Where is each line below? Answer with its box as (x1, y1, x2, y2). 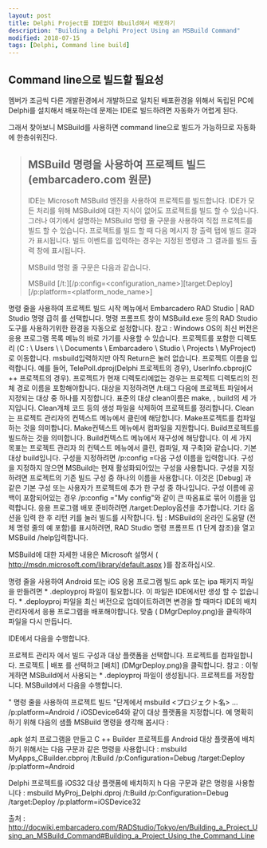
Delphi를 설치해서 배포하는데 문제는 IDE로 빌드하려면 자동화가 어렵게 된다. (8, 105, 238, 115)
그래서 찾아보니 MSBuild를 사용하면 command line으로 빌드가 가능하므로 (8, 122, 235, 132)
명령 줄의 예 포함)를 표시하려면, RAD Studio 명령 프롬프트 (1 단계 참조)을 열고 (16, 523, 255, 532)
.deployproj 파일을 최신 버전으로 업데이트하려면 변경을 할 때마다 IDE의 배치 (23, 596, 257, 606)
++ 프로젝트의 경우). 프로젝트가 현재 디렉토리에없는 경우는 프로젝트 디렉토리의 (8, 373, 250, 383)
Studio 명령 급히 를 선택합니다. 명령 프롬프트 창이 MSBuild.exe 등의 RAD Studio (8, 313, 257, 323)
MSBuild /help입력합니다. (8, 532, 89, 542)
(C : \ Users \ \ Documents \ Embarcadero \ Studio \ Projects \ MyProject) (16, 343, 257, 353)
